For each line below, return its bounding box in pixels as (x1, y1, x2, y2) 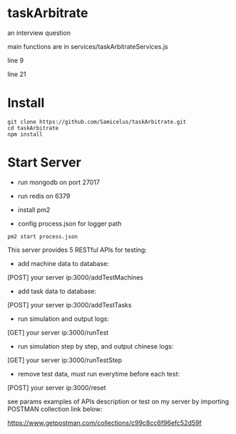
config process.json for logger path (17, 219, 123, 228)
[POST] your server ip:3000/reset (7, 383, 106, 392)
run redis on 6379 (17, 191, 71, 200)
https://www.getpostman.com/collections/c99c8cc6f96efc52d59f (7, 418, 202, 427)
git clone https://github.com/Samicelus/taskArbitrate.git (7, 118, 187, 125)
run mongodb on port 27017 (17, 178, 100, 186)
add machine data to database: (17, 259, 109, 268)
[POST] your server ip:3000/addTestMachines (7, 272, 144, 282)
